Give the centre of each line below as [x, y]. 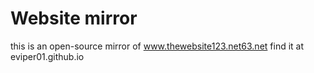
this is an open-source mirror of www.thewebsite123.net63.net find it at [157, 46]
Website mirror [74, 18]
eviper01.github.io [47, 56]
